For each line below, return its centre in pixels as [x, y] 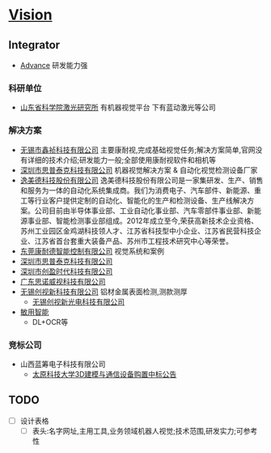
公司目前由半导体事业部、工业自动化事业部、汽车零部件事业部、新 [144, 210]
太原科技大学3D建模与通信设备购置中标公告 [104, 374]
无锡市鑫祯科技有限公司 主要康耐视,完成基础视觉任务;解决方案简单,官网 [138, 150]
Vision [30, 15]
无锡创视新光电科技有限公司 [78, 301]
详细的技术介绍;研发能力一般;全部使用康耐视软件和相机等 [122, 160]
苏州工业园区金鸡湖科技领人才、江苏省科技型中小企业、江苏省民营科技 [137, 231]
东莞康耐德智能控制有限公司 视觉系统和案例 [92, 251]
